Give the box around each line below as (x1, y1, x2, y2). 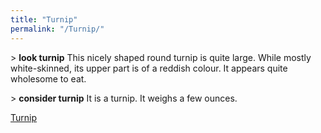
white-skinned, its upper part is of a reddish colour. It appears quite (10, 62, 288, 74)
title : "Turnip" (10, 14, 78, 25)
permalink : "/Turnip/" (10, 24, 105, 34)
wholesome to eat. (10, 72, 87, 85)
